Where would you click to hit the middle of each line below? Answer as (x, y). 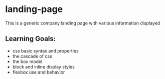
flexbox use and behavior (39, 72)
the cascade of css (32, 56)
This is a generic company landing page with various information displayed (83, 23)
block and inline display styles (44, 66)
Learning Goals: (31, 39)
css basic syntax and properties (45, 50)
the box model (27, 61)
